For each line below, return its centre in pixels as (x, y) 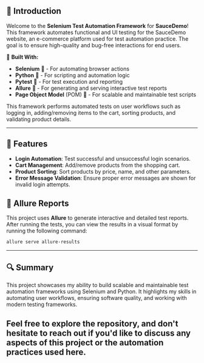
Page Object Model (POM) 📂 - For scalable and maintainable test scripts (105, 94)
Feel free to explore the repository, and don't (92, 323)
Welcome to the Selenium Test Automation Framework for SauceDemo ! (97, 25)
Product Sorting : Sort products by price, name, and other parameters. (103, 171)
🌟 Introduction (34, 11)
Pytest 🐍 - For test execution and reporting (69, 81)
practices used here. (46, 352)
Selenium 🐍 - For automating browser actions (72, 69)
